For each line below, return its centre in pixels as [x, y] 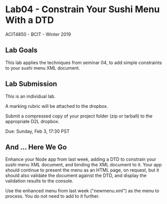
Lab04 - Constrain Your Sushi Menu [82, 9]
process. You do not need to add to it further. [52, 196]
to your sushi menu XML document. [43, 68]
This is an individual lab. [31, 96]
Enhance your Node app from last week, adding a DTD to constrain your [81, 159]
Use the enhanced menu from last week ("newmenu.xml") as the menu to [82, 191]
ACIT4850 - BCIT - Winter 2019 [38, 34]
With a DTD [30, 20]
